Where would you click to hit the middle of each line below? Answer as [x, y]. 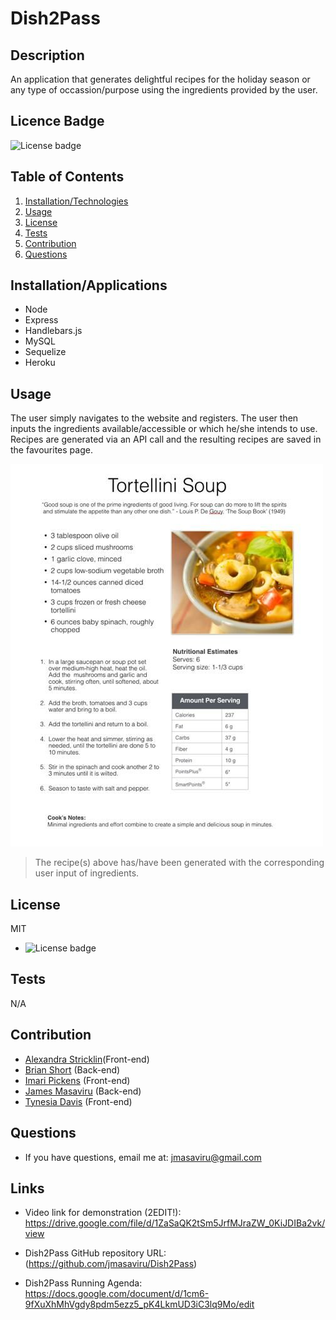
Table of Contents [67, 177]
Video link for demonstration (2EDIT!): [103, 1213]
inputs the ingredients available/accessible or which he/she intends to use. [164, 429]
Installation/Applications [89, 285]
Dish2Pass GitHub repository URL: [95, 1253]
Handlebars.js [53, 331]
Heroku [40, 363]
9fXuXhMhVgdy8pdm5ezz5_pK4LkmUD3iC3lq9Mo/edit [139, 1304]
